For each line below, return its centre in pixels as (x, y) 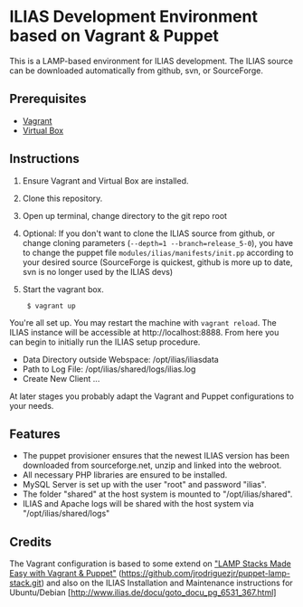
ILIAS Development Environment (133, 17)
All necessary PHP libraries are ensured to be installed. (125, 475)
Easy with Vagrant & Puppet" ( (66, 574)
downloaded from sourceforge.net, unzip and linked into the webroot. (152, 465)
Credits (31, 541)
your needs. (32, 405)
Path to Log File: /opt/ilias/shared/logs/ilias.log (109, 369)
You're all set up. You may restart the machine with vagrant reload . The (143, 322)
